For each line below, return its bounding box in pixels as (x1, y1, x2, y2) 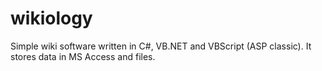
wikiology (10, 7, 93, 30)
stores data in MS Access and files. (10, 50, 156, 62)
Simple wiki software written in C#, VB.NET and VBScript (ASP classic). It (10, 40, 312, 52)
